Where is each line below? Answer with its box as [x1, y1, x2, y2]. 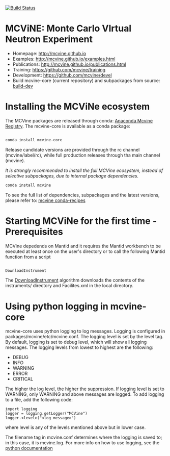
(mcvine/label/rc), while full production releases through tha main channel [5, 152, 160, 158]
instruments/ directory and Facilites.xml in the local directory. [5, 283, 134, 289]
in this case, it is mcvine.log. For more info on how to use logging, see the [5, 440, 160, 446]
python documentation [5, 445, 53, 451]
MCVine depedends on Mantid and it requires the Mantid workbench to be [5, 243, 161, 249]
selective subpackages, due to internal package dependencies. [5, 172, 139, 179]
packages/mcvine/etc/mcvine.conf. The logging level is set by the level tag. [5, 334, 164, 340]
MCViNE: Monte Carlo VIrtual [5, 23, 132, 34]
